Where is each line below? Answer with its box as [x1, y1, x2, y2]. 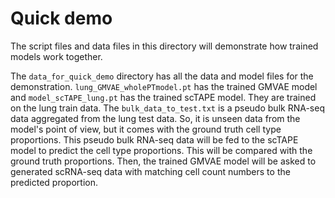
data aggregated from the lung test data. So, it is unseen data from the [10, 112, 301, 124]
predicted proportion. [10, 176, 98, 188]
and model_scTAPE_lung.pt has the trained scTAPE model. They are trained [10, 91, 317, 103]
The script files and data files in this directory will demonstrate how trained [10, 40, 319, 52]
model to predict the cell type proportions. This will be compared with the [10, 144, 313, 156]
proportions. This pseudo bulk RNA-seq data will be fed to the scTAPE [10, 133, 299, 146]
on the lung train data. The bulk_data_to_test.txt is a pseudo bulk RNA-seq [10, 102, 325, 114]
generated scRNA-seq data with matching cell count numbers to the [10, 165, 291, 177]
